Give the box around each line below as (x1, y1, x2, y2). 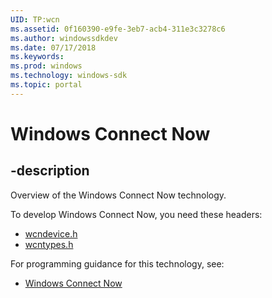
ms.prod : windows (10, 61, 83, 71)
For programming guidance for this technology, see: (10, 257, 225, 270)
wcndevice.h (24, 227, 78, 240)
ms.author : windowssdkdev (10, 33, 118, 43)
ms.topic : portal (10, 80, 83, 90)
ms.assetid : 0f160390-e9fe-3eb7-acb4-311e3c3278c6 (10, 24, 226, 34)
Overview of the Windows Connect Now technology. (10, 189, 227, 201)
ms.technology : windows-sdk (10, 71, 128, 81)
